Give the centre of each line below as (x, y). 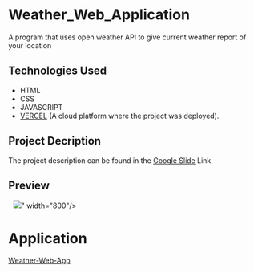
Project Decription (55, 141)
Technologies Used (57, 71)
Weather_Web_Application (99, 15)
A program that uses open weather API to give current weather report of (127, 37)
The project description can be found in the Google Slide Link (110, 160)
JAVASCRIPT (41, 107)
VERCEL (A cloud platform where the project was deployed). (119, 116)
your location (30, 45)
